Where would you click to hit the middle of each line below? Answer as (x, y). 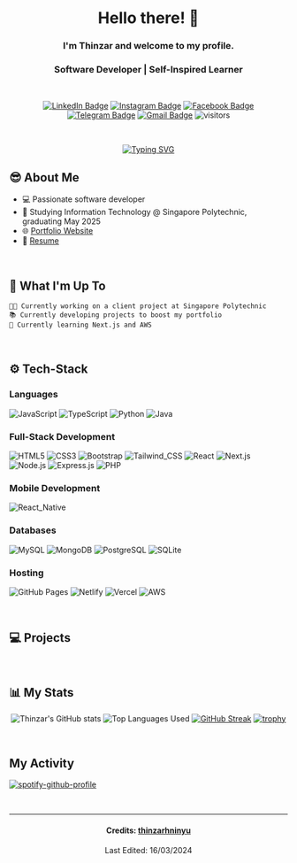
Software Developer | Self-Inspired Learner (148, 70)
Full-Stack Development (62, 436)
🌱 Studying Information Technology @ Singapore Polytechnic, (134, 212)
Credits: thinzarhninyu (148, 830)
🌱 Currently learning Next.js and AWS (80, 325)
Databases (33, 530)
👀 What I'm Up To (57, 285)
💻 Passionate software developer (84, 199)
